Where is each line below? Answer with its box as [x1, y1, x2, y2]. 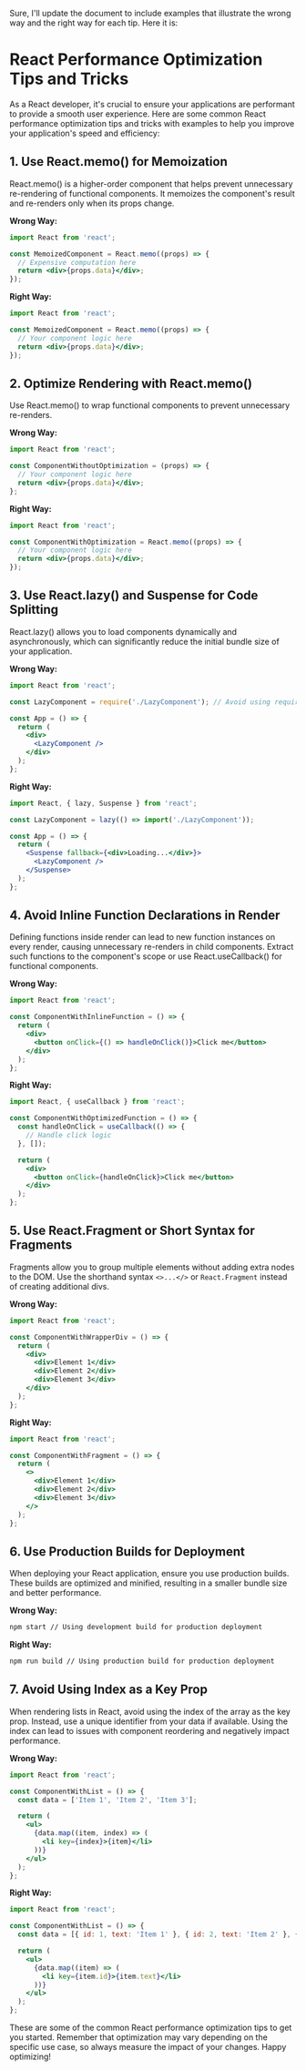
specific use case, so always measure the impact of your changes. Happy [9, 2042, 287, 2052]
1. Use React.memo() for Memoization [9, 154, 228, 169]
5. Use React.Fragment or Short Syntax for [9, 1223, 255, 1239]
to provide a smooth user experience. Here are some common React [9, 108, 267, 119]
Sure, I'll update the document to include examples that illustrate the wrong [9, 8, 291, 18]
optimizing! [9, 2051, 52, 2062]
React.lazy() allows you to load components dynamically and [9, 626, 238, 637]
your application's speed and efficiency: [9, 128, 160, 138]
